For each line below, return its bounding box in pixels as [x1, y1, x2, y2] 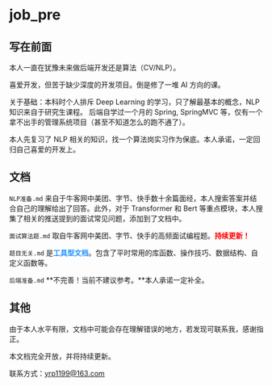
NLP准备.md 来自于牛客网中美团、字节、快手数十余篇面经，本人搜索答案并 [9, 193, 250, 203]
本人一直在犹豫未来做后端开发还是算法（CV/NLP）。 [9, 63, 181, 72]
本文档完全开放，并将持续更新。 [9, 351, 115, 361]
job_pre [9, 6, 61, 24]
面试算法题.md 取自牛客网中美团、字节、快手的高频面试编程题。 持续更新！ [9, 230, 250, 240]
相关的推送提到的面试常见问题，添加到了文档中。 [23, 213, 186, 223]
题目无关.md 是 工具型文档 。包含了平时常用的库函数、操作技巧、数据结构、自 [9, 248, 258, 258]
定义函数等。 [9, 258, 52, 267]
